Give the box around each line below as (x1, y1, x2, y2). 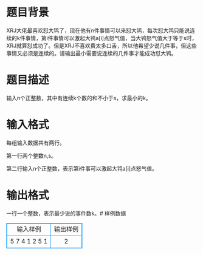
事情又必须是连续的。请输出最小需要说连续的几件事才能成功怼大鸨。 (6, 49, 177, 56)
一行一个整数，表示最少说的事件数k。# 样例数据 (6, 209, 126, 217)
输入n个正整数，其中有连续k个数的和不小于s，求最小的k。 (6, 94, 152, 101)
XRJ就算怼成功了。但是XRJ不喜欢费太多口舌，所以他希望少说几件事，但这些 (6, 42, 198, 49)
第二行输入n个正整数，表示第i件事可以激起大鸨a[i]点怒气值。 (6, 165, 158, 172)
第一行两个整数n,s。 (6, 152, 57, 159)
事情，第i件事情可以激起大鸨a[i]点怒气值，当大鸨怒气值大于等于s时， (25, 34, 198, 41)
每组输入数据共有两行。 (6, 139, 65, 146)
